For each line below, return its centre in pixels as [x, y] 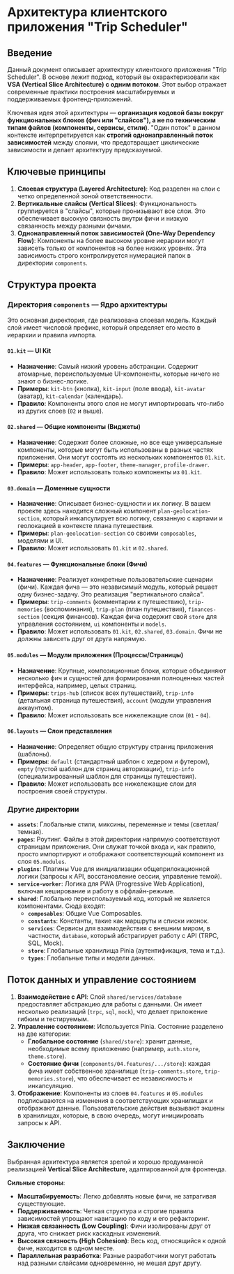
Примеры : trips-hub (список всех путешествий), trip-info [105, 693]
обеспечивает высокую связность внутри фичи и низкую [103, 218]
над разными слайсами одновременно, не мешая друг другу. [109, 1263]
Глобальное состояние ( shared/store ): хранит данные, [110, 1041]
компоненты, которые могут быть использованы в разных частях [115, 449]
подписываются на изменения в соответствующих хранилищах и [115, 1100]
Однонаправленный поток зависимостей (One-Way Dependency [116, 233]
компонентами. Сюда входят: [61, 906]
